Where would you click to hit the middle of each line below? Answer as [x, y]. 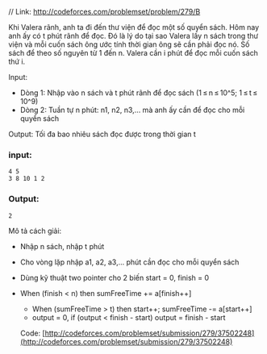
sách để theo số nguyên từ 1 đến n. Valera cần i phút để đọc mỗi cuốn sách [133, 53]
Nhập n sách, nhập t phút [62, 246]
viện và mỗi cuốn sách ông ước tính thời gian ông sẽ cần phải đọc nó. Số [129, 44]
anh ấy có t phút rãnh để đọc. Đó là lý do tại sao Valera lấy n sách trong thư [133, 36]
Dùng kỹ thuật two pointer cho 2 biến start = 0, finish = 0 [115, 277]
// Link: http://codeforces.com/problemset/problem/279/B [104, 12]
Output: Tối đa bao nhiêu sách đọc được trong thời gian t [102, 134]
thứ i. [17, 61]
